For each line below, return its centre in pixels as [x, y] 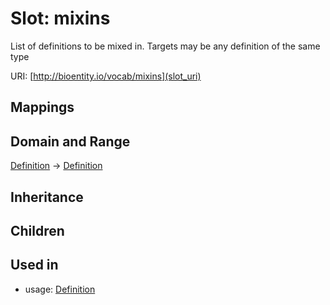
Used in [34, 265]
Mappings [42, 107]
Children [37, 230]
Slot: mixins [60, 18]
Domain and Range [70, 141]
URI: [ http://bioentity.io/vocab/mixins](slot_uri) [106, 76]
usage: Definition [60, 289]
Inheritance [47, 197]
